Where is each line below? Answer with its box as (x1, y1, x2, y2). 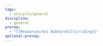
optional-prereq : (5, 34, 40, 39)
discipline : (5, 16, 29, 21)
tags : (5, 7, 16, 12)
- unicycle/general (9, 11, 49, 16)
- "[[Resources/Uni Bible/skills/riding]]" (9, 29, 99, 34)
